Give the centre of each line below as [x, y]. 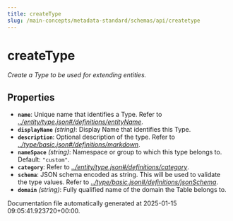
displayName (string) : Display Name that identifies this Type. [104, 130]
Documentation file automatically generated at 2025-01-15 [92, 203]
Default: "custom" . [43, 159]
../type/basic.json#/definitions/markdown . [79, 144]
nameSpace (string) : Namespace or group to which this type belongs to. [120, 152]
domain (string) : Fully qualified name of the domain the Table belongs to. [122, 190]
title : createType [34, 14]
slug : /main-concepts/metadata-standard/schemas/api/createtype [104, 21]
